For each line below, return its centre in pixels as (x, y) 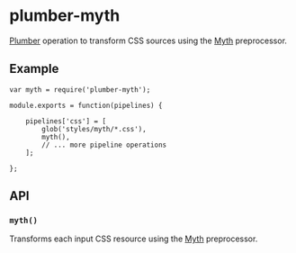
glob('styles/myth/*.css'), (94, 129)
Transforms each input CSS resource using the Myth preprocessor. (134, 239)
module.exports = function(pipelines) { (86, 105)
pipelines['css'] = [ (66, 121)
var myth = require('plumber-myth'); (80, 90)
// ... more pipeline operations (104, 145)
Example (34, 69)
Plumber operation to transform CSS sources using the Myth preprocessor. (148, 41)
